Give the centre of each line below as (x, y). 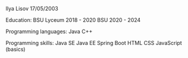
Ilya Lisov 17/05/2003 (32, 9)
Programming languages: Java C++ (49, 31)
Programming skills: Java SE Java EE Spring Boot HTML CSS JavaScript (94, 43)
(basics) (15, 49)
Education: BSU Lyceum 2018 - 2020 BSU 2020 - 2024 (73, 20)
